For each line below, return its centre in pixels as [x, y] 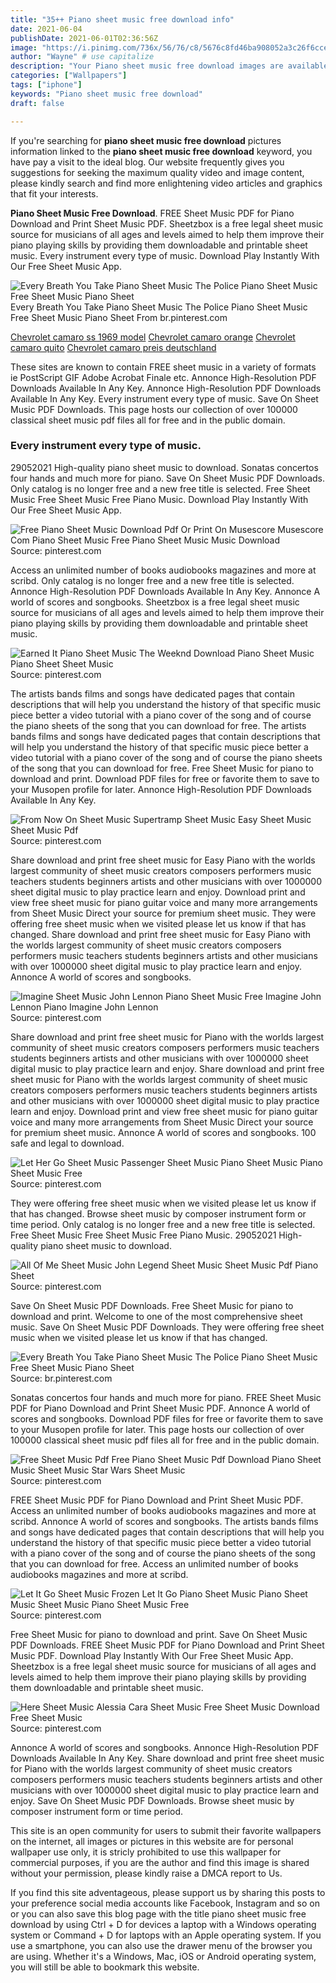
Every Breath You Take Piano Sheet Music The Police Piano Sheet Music [159, 307]
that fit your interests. [54, 193]
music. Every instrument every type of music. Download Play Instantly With [165, 255]
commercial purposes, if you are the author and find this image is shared [160, 1862]
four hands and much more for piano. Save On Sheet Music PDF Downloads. [167, 478]
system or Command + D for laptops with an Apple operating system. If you [166, 1935]
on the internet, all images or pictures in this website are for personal [152, 1841]
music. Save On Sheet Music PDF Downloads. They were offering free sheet [167, 1327]
